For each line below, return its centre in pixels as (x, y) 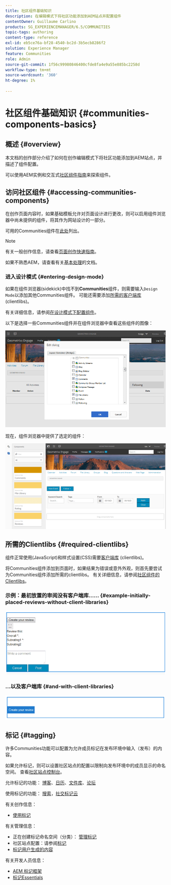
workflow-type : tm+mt (28, 70)
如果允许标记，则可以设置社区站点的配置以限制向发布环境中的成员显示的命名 (85, 765)
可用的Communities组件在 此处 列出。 (44, 231)
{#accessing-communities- (92, 193)
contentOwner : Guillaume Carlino (41, 21)
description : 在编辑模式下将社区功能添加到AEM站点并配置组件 (63, 16)
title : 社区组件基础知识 (28, 11)
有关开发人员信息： (25, 861)
